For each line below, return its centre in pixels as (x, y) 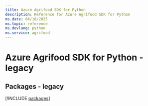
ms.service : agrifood (28, 33)
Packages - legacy (34, 86)
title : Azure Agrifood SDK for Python (45, 10)
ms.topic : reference (27, 24)
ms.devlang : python (25, 28)
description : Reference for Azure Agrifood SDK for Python (68, 14)
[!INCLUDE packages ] (28, 98)
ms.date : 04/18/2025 (27, 19)
